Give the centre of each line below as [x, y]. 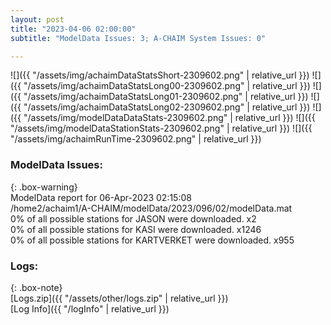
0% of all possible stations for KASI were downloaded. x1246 [136, 229]
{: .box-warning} [44, 187]
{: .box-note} [36, 287]
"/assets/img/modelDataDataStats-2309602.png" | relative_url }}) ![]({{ [169, 118]
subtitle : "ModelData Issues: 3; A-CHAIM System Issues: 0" [138, 38]
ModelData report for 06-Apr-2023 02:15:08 [101, 197]
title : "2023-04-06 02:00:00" [73, 29]
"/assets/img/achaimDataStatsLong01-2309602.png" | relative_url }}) [166, 97]
